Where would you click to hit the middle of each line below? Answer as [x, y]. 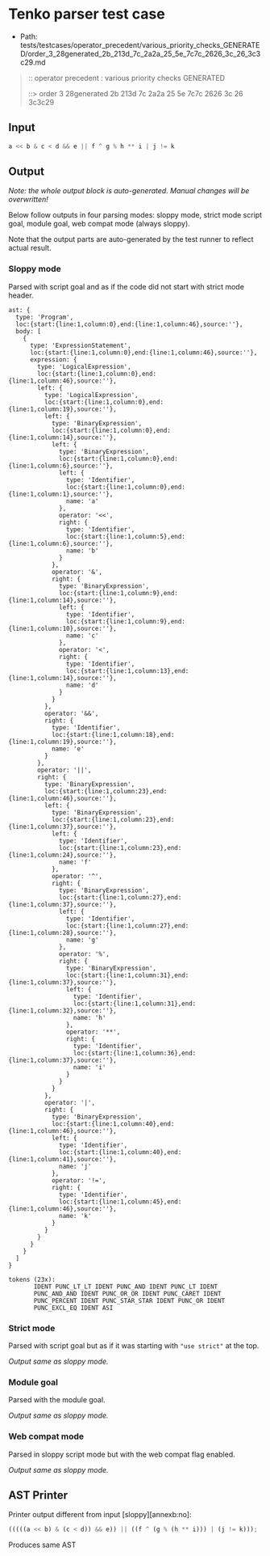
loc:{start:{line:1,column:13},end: [127, 671]
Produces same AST [42, 1545]
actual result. [30, 248]
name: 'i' [89, 1067]
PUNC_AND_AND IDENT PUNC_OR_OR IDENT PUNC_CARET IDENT [127, 1294]
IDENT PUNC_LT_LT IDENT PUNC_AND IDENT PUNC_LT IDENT [126, 1287]
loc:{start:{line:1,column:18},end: [113, 734]
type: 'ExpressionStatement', [80, 345]
